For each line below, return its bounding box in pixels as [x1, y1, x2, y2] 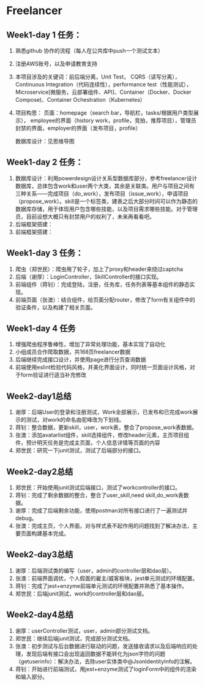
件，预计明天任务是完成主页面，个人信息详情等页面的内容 [15, 439, 160, 446]
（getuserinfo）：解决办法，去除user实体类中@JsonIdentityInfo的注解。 [15, 657, 196, 665]
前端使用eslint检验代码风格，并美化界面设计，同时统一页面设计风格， [15, 364, 190, 371]
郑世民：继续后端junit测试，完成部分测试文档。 [15, 635, 133, 642]
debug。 [15, 514, 37, 522]
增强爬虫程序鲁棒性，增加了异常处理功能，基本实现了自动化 [15, 341, 166, 348]
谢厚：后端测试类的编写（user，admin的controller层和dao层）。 [15, 566, 175, 574]
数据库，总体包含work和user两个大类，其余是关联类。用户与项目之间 [15, 182, 190, 189]
